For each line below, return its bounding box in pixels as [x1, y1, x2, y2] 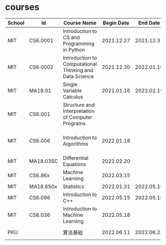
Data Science [63, 73, 94, 80]
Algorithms [63, 140, 88, 147]
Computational [63, 60, 97, 67]
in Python [63, 46, 85, 53]
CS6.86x [29, 172, 50, 179]
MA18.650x [29, 183, 58, 190]
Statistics [63, 183, 84, 190]
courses [5, 1, 40, 13]
